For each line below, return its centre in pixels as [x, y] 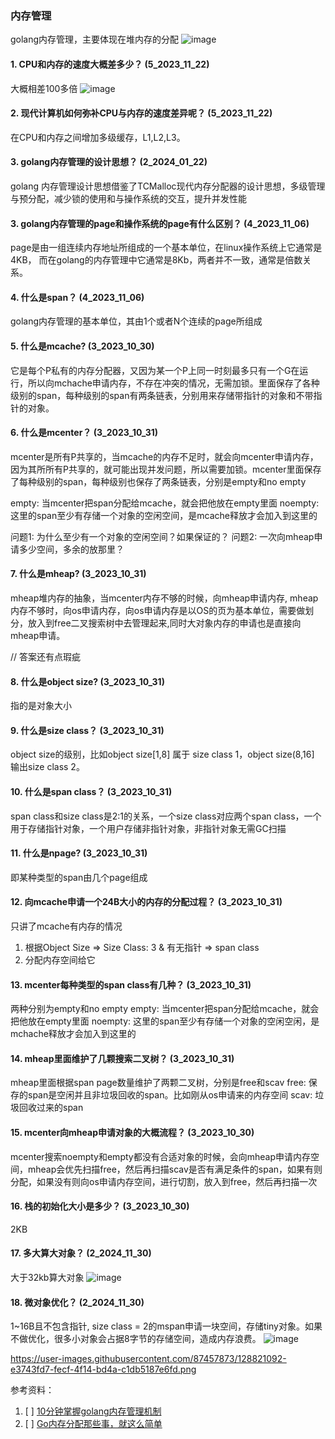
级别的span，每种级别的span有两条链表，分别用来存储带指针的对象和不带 [162, 395]
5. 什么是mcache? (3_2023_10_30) [82, 346]
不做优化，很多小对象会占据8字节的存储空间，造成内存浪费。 [136, 1339]
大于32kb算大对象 [47, 1277]
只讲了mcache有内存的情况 [66, 926]
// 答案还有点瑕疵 [46, 656]
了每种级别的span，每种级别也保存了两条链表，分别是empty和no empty [158, 481]
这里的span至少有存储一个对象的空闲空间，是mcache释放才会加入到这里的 [164, 515]
